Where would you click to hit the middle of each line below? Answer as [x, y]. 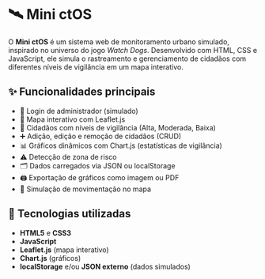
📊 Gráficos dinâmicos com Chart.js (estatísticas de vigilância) [121, 145]
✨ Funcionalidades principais [82, 92]
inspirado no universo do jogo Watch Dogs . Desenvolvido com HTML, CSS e [133, 50]
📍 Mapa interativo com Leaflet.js [72, 119]
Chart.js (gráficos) [50, 258]
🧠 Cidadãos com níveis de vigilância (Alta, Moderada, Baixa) [117, 127]
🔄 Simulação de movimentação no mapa [85, 189]
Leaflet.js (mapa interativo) [64, 250]
